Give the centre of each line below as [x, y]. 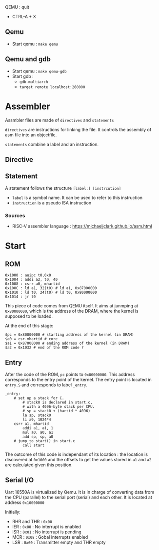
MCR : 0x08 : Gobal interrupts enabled [50, 537]
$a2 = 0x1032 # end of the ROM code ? [44, 348]
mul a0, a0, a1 [38, 432]
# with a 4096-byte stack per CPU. [59, 406]
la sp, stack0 [37, 415]
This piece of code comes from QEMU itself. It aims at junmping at [72, 306]
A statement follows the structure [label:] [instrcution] [63, 188]
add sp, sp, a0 [38, 437]
